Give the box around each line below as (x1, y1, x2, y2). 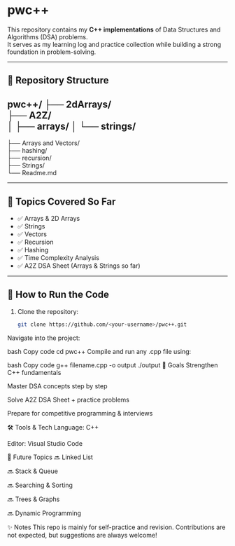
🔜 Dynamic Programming (7, 509, 82, 517)
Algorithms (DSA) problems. (7, 32, 88, 41)
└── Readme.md (7, 169, 57, 177)
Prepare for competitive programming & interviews (7, 409, 153, 417)
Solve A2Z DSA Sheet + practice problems (7, 395, 130, 404)
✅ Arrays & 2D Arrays (17, 214, 80, 222)
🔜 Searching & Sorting (7, 481, 73, 489)
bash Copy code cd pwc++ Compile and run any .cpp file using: (7, 347, 192, 355)
